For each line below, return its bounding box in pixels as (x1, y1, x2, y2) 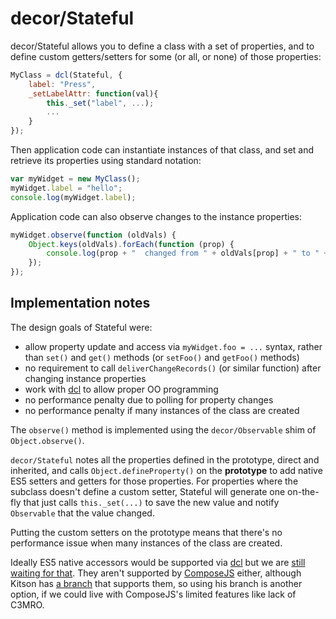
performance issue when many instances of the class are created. (10, 537, 283, 549)
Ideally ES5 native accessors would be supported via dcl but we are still (10, 556, 306, 568)
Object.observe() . (10, 434, 85, 446)
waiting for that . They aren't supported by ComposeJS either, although (10, 567, 302, 579)
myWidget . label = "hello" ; (10, 183, 123, 193)
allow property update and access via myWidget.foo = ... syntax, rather (24, 340, 323, 352)
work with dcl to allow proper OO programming (24, 383, 219, 395)
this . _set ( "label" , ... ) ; (46, 98, 155, 108)
